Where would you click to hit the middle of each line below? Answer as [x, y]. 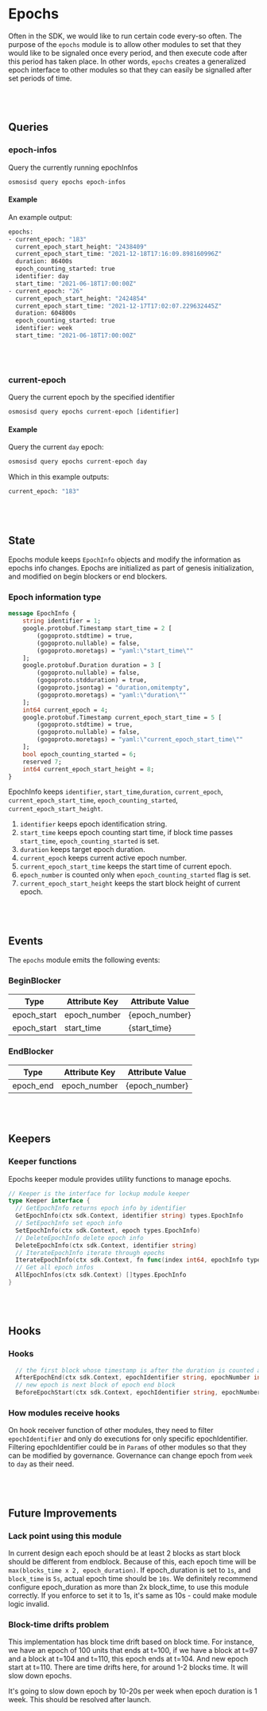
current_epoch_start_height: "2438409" [81, 247]
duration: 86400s [44, 261]
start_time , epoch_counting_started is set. [89, 841]
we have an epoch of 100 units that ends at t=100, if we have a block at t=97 [133, 1650]
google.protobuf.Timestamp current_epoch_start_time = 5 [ [122, 717]
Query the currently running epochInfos [73, 167]
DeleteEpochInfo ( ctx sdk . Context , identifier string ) [106, 1245]
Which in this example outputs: [59, 477]
